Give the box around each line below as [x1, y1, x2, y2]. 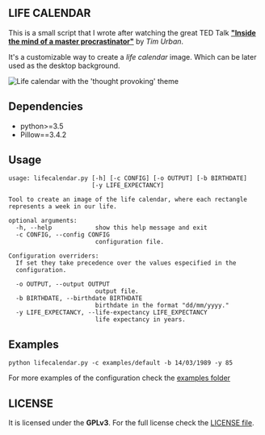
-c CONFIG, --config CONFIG [15, 231, 111, 239]
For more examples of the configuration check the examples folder [8, 373, 231, 383]
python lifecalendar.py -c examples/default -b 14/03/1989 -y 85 [8, 359, 233, 367]
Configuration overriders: [8, 252, 99, 261]
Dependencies [8, 100, 83, 114]
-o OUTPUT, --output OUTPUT [15, 280, 111, 289]
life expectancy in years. [95, 316, 186, 324]
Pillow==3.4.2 [19, 129, 67, 140]
